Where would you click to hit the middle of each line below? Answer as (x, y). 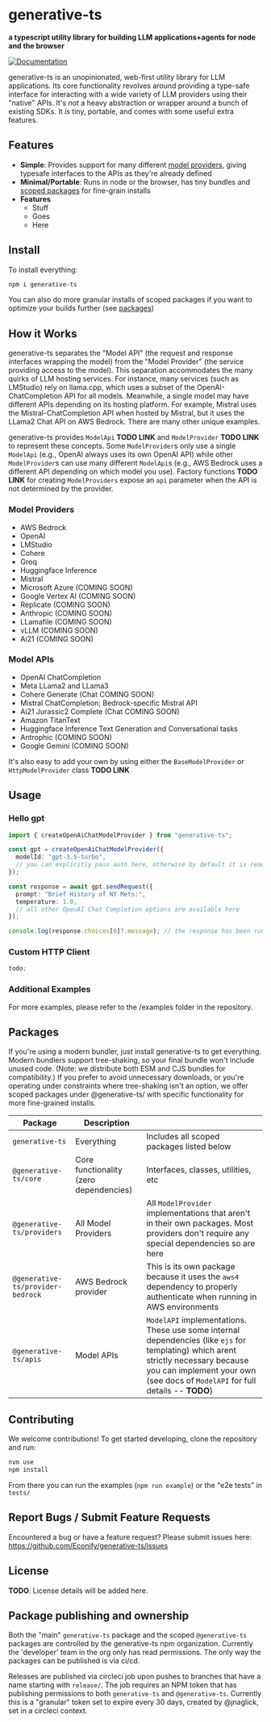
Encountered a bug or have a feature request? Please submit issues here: (130, 1537)
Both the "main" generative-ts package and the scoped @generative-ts (128, 1635)
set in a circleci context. (48, 1711)
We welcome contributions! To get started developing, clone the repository (133, 1439)
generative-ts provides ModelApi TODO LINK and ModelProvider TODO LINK (134, 437)
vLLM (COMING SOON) (59, 630)
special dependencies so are (201, 1243)
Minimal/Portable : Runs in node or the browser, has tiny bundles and (135, 182)
